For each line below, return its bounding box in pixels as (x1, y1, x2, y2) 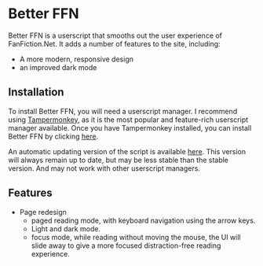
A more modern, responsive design (19, 54, 133, 64)
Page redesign (19, 207, 67, 216)
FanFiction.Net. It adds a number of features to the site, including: (8, 39, 221, 48)
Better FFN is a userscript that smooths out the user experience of (8, 31, 222, 40)
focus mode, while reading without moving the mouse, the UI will (31, 232, 241, 242)
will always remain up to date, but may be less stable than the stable (8, 155, 229, 164)
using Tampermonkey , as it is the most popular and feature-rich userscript (8, 115, 249, 124)
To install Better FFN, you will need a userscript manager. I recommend (8, 106, 238, 116)
